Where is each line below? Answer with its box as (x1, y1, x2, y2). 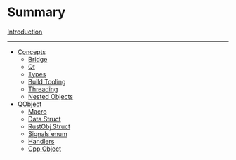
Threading (27, 85, 58, 93)
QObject (17, 100, 42, 108)
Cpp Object (27, 145, 62, 153)
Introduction (7, 27, 43, 36)
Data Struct (27, 114, 61, 123)
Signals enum (27, 129, 68, 138)
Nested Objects (27, 92, 74, 100)
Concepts (17, 47, 46, 56)
